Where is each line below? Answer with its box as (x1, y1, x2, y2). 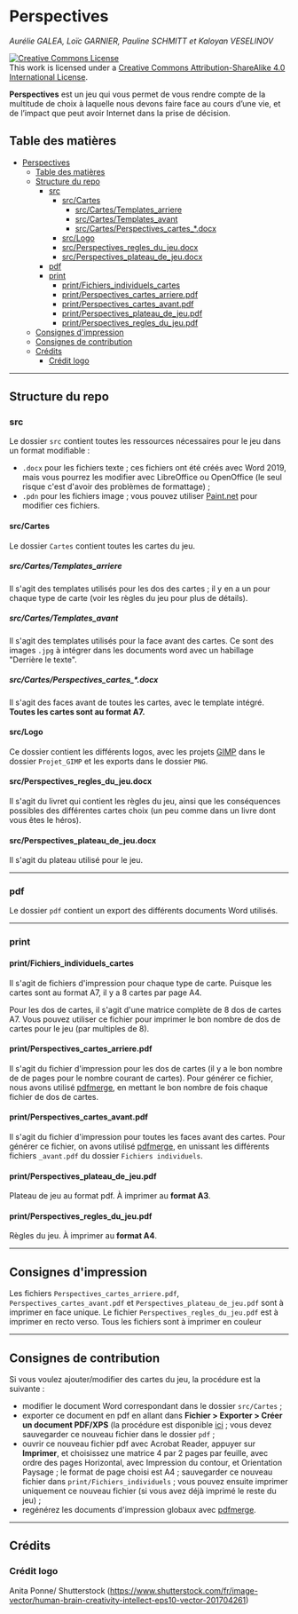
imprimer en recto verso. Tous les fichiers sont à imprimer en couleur (9, 1317, 262, 1327)
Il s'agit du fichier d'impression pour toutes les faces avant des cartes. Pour (9, 1131, 286, 1142)
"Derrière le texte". (9, 654, 77, 665)
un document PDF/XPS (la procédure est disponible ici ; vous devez (21, 1420, 272, 1430)
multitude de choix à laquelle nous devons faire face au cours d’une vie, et (9, 98, 281, 108)
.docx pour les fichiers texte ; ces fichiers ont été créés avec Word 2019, (21, 463, 286, 473)
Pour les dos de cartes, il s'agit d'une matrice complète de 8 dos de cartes (9, 1004, 282, 1015)
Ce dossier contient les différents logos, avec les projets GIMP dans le (9, 746, 266, 756)
